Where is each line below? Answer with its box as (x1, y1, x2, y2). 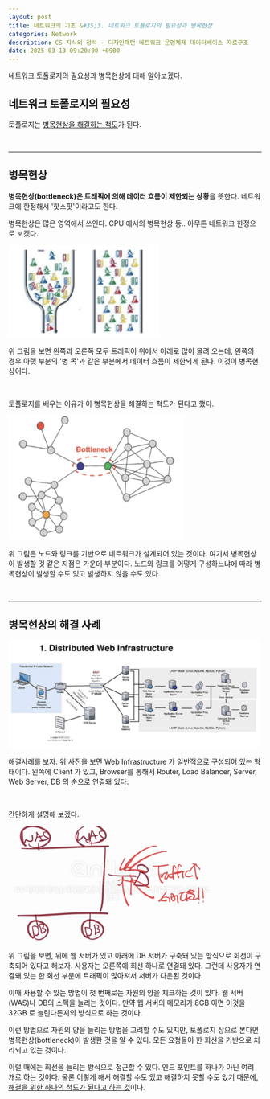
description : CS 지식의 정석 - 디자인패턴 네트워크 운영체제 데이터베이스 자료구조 (8, 39, 249, 47)
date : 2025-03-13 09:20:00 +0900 (8, 47, 121, 55)
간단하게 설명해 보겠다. (8, 810, 80, 819)
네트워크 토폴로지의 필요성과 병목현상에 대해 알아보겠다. (8, 71, 182, 80)
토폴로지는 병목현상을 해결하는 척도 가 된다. (8, 119, 142, 129)
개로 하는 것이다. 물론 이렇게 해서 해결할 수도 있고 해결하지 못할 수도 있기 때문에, (8, 1072, 259, 1082)
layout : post (8, 13, 52, 21)
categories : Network (8, 30, 78, 38)
